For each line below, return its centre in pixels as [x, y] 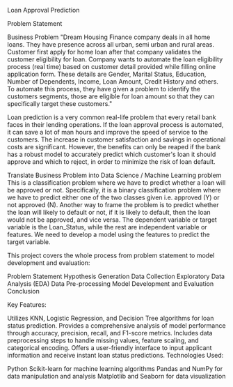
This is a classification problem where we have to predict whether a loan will [116, 183]
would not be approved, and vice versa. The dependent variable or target [112, 220]
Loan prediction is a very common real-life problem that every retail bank [112, 117]
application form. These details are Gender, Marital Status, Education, [107, 74]
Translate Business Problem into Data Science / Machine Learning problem [114, 175]
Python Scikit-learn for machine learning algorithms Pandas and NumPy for [115, 369]
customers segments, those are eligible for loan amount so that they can [111, 96]
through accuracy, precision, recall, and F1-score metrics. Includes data [110, 333]
